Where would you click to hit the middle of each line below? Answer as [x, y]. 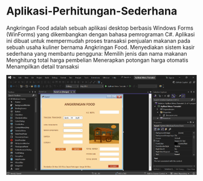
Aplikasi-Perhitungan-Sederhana [92, 11]
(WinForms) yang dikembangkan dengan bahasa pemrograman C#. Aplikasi [101, 34]
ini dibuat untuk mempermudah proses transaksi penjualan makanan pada [98, 41]
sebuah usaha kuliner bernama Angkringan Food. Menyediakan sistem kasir [101, 47]
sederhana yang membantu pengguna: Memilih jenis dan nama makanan [97, 53]
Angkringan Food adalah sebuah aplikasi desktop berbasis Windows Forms [100, 28]
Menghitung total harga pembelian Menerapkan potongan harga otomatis [97, 60]
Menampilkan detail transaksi [43, 66]
